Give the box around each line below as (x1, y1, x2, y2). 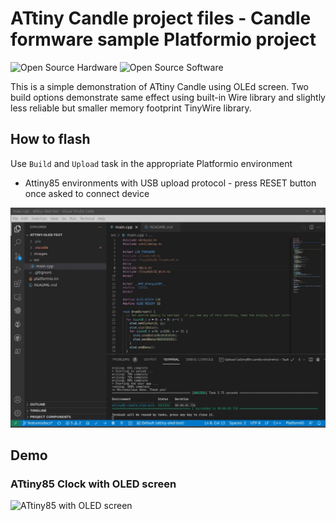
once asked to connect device (24, 187, 150, 199)
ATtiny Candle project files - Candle (10, 7, 312, 30)
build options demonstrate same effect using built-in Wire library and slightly (10, 91, 326, 103)
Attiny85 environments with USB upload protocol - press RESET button (24, 177, 317, 189)
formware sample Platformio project (10, 28, 317, 51)
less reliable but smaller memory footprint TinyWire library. (10, 102, 252, 114)
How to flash (10, 131, 91, 148)
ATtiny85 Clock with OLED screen (10, 477, 177, 491)
